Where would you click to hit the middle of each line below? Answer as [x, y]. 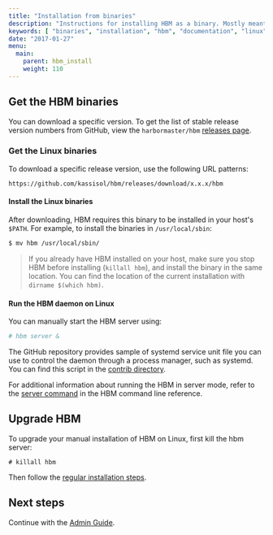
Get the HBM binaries [64, 102]
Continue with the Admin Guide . [62, 522]
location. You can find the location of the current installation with [136, 276]
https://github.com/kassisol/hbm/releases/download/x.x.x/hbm [116, 184]
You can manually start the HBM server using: [85, 321]
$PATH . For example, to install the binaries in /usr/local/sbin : [110, 228]
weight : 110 [43, 69]
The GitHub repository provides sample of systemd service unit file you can [135, 352]
